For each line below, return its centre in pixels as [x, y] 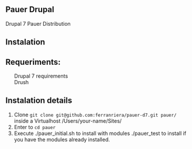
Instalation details [39, 101]
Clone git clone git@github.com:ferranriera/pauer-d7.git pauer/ [95, 115]
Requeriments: [33, 62]
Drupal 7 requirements [41, 76]
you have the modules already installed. [62, 139]
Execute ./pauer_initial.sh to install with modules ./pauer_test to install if [100, 133]
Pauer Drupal [30, 10]
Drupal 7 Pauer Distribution [38, 23]
